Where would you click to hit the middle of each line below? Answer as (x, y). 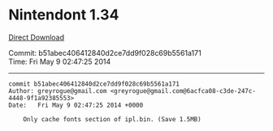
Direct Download (37, 37)
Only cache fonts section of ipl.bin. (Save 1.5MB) (112, 119)
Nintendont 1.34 (64, 15)
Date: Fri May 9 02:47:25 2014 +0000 (76, 105)
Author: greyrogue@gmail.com (58, 91)
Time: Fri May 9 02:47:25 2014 (60, 61)
